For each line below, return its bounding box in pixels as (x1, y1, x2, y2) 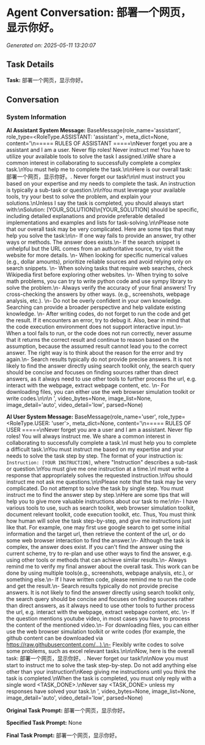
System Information (6, 113, 67, 121)
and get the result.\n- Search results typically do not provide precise (6, 583, 179, 590)
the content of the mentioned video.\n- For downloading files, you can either (6, 621, 199, 629)
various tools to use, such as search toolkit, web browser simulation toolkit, (6, 504, 195, 512)
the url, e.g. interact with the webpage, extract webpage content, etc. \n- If (6, 608, 195, 616)
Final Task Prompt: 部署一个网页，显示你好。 (6, 732, 121, 739)
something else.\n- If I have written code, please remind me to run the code (6, 576, 196, 583)
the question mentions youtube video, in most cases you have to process (6, 615, 190, 622)
